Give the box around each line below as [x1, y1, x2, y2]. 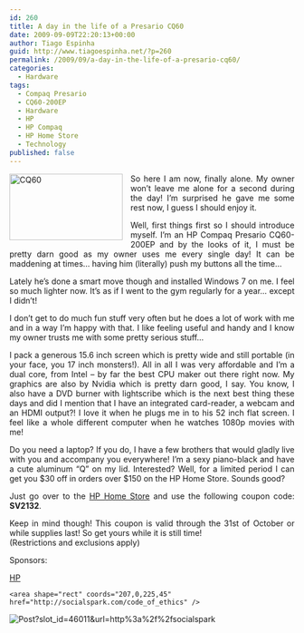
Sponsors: [9, 554, 48, 565]
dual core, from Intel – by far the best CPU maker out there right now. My [9, 368, 295, 379]
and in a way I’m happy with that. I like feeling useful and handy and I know [9, 322, 295, 333]
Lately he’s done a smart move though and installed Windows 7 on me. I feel [9, 276, 295, 287]
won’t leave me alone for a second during [130, 182, 295, 193]
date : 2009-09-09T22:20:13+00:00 [9, 30, 136, 39]
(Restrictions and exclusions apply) [9, 537, 140, 548]
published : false [9, 148, 75, 157]
